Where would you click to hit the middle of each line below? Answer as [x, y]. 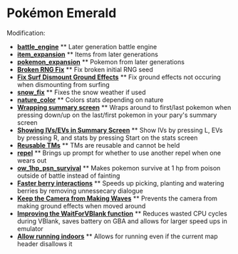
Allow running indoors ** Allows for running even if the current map [117, 236]
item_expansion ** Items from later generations [87, 54]
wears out [32, 160]
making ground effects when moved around [81, 205]
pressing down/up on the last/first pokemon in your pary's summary [117, 115]
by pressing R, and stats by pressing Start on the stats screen [107, 138]
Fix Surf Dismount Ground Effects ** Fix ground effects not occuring [119, 77]
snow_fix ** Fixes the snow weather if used [81, 92]
